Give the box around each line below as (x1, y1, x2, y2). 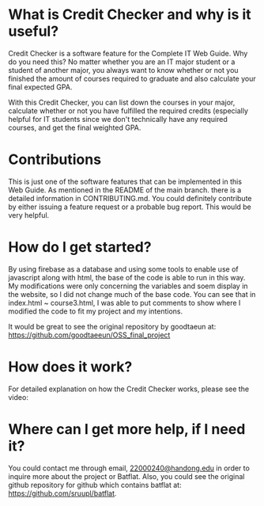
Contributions (8, 150, 101, 169)
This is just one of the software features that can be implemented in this (8, 177, 243, 186)
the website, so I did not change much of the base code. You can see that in (8, 289, 256, 299)
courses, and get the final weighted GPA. (8, 123, 141, 132)
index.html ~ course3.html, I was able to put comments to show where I (8, 298, 241, 307)
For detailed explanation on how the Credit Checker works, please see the (8, 384, 250, 394)
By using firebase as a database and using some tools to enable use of (8, 264, 239, 274)
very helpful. (8, 210, 50, 219)
